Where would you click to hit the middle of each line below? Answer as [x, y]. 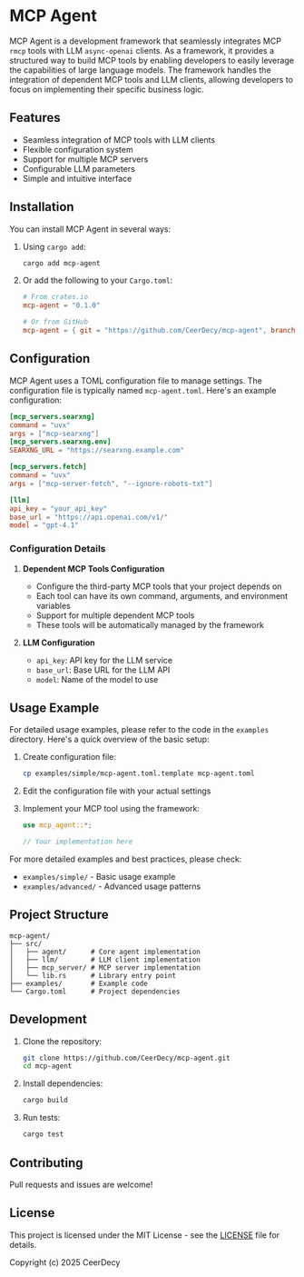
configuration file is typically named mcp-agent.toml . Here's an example [143, 390]
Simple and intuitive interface [77, 178]
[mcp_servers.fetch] [49, 467]
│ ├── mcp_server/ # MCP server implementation [105, 968]
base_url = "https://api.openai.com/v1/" [89, 517]
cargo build [45, 1101]
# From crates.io [55, 297]
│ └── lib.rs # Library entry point [93, 975]
